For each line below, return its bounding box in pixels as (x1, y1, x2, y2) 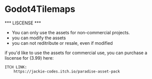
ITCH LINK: (4, 65, 27, 70)
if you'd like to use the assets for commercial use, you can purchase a (4, 50, 148, 56)
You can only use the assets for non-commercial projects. (11, 29, 130, 35)
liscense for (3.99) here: (4, 55, 54, 61)
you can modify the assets (11, 35, 66, 41)
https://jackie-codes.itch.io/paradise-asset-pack (13, 69, 120, 74)
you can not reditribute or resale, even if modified (11, 40, 113, 46)
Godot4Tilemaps (4, 3, 75, 15)
